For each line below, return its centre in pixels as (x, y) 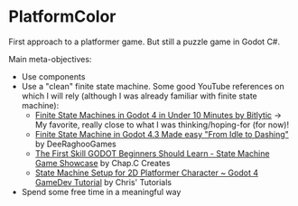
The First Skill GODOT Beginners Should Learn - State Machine (152, 153)
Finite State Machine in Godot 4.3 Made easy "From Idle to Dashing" (162, 134)
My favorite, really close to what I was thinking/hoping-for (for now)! (162, 125)
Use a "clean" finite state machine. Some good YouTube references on (153, 86)
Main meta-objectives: (50, 59)
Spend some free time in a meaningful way (101, 192)
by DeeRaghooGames (75, 144)
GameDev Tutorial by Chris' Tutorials (103, 182)
